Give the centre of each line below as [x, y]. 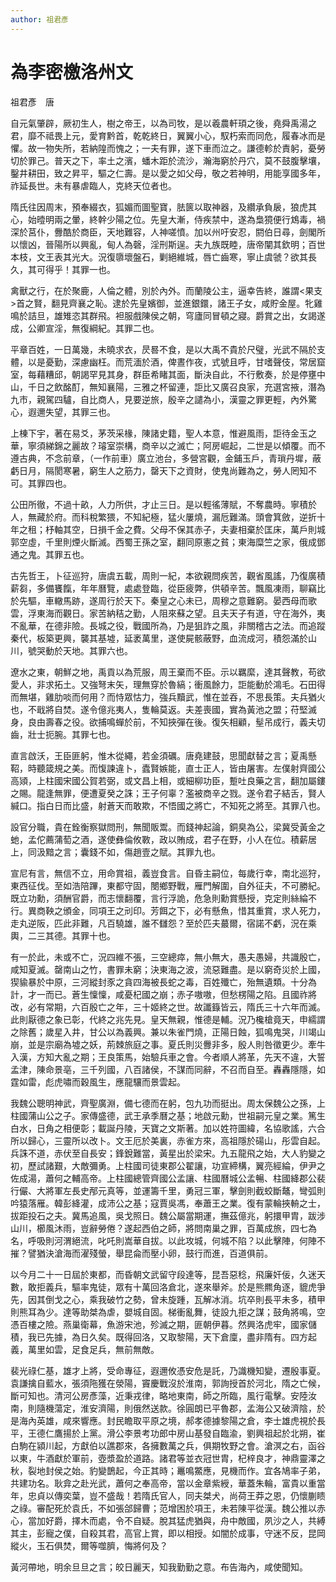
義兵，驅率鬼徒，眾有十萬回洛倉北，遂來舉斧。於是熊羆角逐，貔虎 [180, 1287]
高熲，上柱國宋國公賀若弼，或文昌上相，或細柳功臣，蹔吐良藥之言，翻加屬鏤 [168, 780]
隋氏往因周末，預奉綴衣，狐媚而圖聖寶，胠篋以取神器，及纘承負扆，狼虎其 [163, 207]
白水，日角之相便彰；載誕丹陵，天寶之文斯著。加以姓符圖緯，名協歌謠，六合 [168, 1128]
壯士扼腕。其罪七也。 [71, 734]
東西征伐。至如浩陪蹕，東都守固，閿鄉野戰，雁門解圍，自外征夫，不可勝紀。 [168, 885]
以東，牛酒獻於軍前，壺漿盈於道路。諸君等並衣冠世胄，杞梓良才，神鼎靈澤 [163, 1458]
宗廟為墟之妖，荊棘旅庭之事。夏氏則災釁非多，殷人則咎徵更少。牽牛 [185, 1044]
